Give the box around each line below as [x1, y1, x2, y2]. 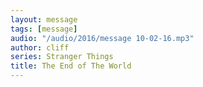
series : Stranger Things [10, 52, 114, 62]
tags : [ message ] [10, 24, 78, 34]
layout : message [10, 14, 78, 25]
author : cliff [10, 42, 70, 53]
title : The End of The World [10, 61, 132, 71]
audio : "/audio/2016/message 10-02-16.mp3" [10, 33, 195, 43]
